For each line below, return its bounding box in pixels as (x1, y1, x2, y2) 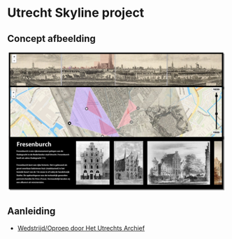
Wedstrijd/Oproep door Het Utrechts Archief (17, 224, 145, 232)
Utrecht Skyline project (7, 5, 145, 21)
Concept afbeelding (7, 33, 96, 45)
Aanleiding (7, 206, 56, 217)
